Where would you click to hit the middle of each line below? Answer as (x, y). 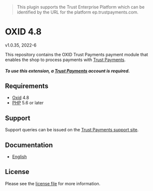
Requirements (27, 86)
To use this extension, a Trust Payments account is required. (68, 71)
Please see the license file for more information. (53, 183)
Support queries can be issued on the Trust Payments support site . (72, 130)
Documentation (29, 145)
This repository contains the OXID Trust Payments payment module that (77, 54)
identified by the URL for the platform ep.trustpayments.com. (78, 12)
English (19, 157)
